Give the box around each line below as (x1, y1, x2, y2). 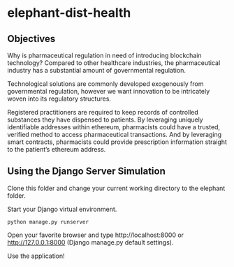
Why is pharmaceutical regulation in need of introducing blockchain (7, 51, 202, 59)
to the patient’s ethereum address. (7, 145, 106, 153)
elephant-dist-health (7, 5, 131, 21)
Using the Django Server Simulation (7, 166, 166, 178)
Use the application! (7, 252, 65, 260)
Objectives (7, 33, 56, 45)
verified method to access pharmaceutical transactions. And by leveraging (7, 131, 222, 138)
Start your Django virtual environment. (7, 205, 117, 213)
